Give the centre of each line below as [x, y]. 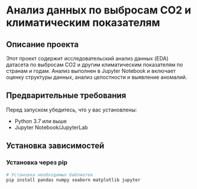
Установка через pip [37, 163]
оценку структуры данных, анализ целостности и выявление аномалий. [97, 77]
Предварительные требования [66, 95]
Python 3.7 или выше [41, 121]
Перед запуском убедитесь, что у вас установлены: [71, 110]
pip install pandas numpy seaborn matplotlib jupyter [74, 180]
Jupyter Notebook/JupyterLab [51, 127]
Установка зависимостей [55, 146]
